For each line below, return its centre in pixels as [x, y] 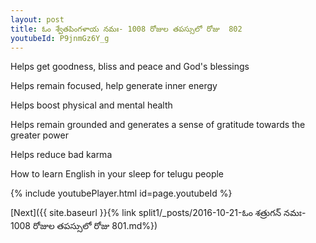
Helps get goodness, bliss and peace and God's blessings [130, 67]
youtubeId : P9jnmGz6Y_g [60, 38]
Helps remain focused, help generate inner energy [114, 86]
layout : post [37, 19]
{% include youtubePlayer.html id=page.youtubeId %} [121, 193]
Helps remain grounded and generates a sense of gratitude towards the [158, 125]
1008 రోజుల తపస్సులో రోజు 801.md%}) [84, 226]
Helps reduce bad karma [61, 155]
